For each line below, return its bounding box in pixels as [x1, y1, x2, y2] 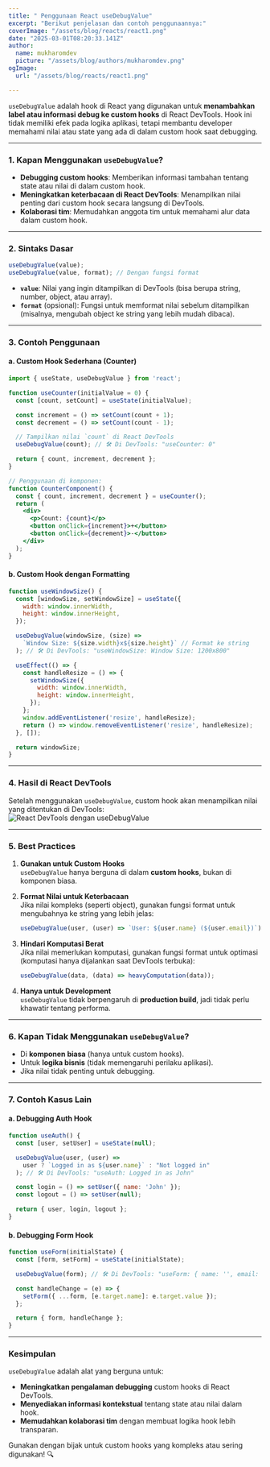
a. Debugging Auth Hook [8, 1113, 92, 1124]
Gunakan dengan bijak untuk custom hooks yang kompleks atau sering [8, 1440, 243, 1450]
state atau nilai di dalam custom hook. [19, 180, 146, 190]
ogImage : [8, 64, 38, 73]
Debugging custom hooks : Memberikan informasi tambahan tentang [19, 172, 249, 182]
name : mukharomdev [15, 49, 78, 57]
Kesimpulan [8, 1349, 56, 1360]
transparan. [19, 1425, 59, 1435]
